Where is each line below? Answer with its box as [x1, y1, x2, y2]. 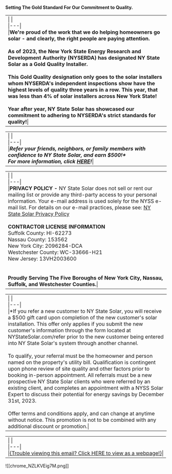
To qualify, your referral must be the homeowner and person [8, 353, 153, 359]
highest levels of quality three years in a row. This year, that [8, 87, 158, 93]
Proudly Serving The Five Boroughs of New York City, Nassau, [8, 274, 163, 281]
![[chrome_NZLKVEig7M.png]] [5, 463, 69, 469]
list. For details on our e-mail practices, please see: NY [19, 204, 151, 211]
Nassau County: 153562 [8, 236, 68, 243]
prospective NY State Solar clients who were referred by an [8, 378, 150, 385]
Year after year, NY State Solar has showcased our [8, 105, 135, 112]
